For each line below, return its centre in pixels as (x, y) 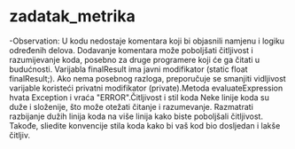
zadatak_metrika (72, 16)
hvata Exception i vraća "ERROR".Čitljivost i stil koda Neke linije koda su (140, 97)
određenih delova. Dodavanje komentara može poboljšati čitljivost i (132, 50)
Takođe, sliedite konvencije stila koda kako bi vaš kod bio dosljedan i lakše (145, 125)
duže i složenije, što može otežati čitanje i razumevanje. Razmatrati (132, 106)
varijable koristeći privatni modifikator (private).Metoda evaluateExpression (146, 88)
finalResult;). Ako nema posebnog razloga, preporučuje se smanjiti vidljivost (147, 78)
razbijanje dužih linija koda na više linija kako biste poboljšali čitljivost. (136, 116)
